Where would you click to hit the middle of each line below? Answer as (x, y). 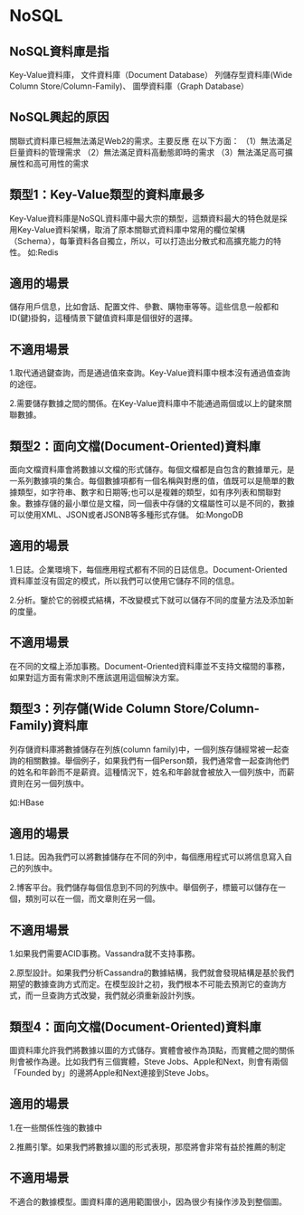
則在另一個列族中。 (52, 783)
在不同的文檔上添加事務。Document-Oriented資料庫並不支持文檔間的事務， (150, 666)
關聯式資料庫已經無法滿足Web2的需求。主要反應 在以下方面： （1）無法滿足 (151, 140)
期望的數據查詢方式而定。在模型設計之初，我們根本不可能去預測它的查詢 (144, 984)
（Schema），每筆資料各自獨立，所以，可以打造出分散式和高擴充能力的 (142, 241)
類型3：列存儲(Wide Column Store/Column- (135, 709)
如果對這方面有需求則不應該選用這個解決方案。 (96, 677)
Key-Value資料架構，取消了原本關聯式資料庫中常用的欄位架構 (131, 229)
